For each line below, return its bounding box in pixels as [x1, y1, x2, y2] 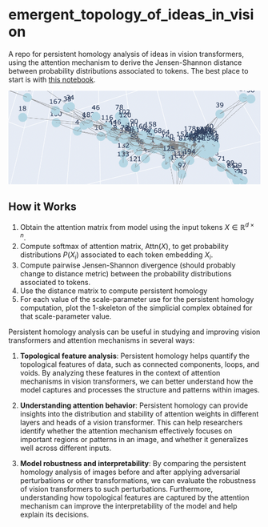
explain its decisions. [19, 509, 90, 519]
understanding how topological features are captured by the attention [19, 493, 250, 502]
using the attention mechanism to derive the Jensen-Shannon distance [8, 58, 242, 67]
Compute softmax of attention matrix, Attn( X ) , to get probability [19, 241, 230, 251]
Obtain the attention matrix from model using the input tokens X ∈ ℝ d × [19, 221, 254, 232]
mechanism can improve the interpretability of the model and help [19, 501, 238, 510]
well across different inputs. [19, 443, 112, 453]
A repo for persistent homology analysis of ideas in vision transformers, [8, 49, 244, 58]
